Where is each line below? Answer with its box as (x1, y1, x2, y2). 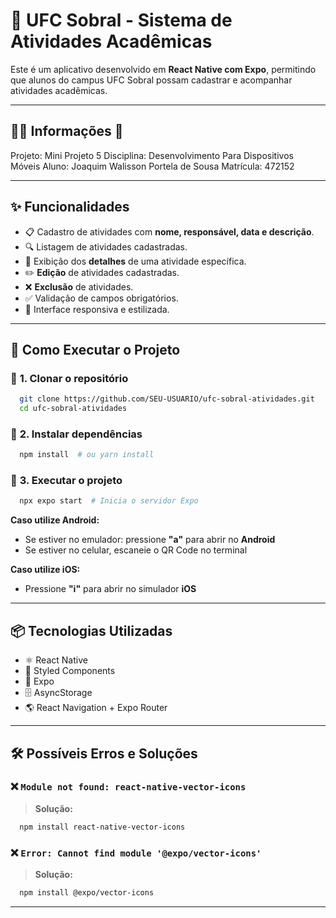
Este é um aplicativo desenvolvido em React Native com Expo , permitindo (10, 63, 317, 75)
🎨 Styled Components (24, 665, 116, 677)
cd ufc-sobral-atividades (19, 404, 128, 414)
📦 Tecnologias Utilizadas (10, 622, 173, 639)
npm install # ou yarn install (19, 450, 155, 460)
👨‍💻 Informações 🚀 (10, 123, 124, 140)
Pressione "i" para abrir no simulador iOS (24, 583, 197, 595)
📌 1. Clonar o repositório (10, 371, 129, 385)
